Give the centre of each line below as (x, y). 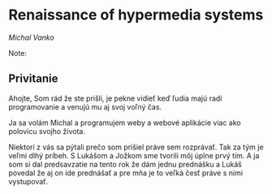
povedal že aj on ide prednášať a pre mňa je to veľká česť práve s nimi (126, 173)
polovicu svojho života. (47, 131)
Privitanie (33, 79)
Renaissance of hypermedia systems (136, 15)
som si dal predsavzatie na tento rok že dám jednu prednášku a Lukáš (125, 164)
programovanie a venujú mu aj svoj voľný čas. (85, 106)
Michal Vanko (31, 37)
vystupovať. (28, 181)
